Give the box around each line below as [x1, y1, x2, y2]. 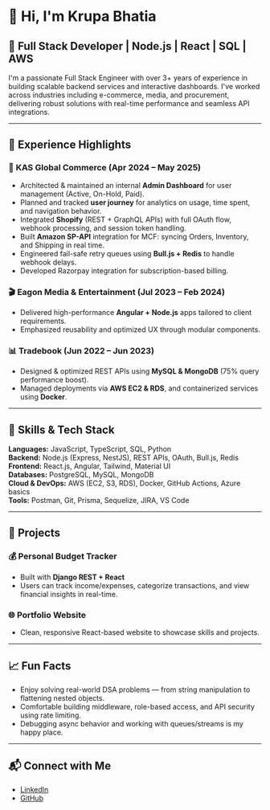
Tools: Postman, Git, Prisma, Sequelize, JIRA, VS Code [8, 496, 190, 505]
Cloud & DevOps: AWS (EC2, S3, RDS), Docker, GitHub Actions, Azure [8, 478, 241, 489]
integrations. [8, 108, 51, 117]
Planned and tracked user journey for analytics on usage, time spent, [19, 197, 251, 207]
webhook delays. [19, 257, 77, 267]
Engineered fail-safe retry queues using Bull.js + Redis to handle [19, 248, 235, 258]
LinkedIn [19, 784, 49, 794]
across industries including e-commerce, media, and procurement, [8, 90, 230, 100]
